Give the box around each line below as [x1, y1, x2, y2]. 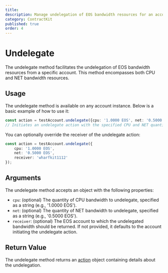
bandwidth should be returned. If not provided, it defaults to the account [12, 223, 161, 229]
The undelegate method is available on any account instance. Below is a [5, 102, 154, 108]
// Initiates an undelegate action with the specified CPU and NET [5, 122, 149, 127]
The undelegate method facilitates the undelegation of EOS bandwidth [5, 64, 150, 70]
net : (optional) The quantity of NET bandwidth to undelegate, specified [12, 207, 158, 213]
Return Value [5, 243, 46, 252]
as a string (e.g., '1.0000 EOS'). [12, 202, 77, 208]
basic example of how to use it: [5, 108, 69, 114]
